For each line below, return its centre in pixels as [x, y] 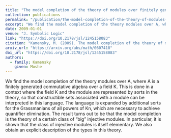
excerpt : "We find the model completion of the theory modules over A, [83, 24]
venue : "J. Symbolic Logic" [35, 34]
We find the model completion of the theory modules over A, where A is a [82, 81]
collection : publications [33, 15]
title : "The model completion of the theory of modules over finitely [82, 10]
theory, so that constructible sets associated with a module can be [75, 98]
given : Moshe [28, 67]
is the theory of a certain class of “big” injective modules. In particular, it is [83, 119]
